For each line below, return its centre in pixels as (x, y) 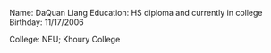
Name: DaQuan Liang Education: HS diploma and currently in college (136, 13)
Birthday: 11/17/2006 (47, 22)
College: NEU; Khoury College (65, 39)
